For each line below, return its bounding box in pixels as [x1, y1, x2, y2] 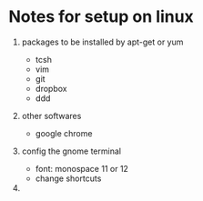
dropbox [35, 83, 67, 94]
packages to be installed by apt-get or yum [21, 36, 184, 47]
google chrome [35, 127, 93, 138]
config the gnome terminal [21, 146, 122, 156]
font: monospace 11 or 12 [35, 163, 129, 174]
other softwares [21, 110, 82, 121]
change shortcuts [35, 173, 102, 184]
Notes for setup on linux [8, 6, 195, 27]
